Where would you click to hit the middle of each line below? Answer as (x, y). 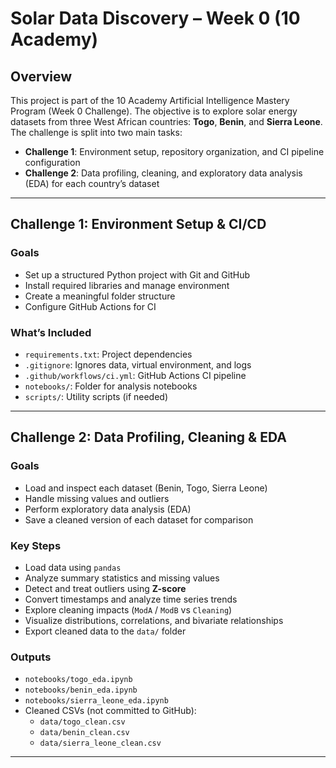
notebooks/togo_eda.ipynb (78, 680)
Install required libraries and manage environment (127, 285)
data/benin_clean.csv (84, 733)
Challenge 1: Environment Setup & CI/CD (138, 224)
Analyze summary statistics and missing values (122, 578)
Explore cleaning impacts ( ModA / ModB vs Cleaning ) (128, 609)
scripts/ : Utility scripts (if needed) (96, 396)
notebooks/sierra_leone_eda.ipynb (96, 701)
